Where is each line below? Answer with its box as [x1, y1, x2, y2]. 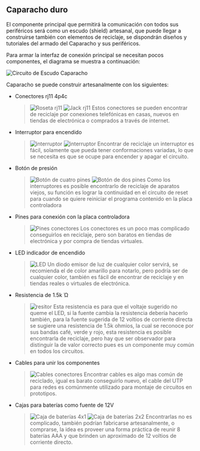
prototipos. [29, 389, 57, 397]
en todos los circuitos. [29, 347, 85, 355]
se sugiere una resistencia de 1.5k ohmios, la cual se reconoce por [29, 322, 194, 329]
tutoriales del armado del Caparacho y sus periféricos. [6, 40, 141, 47]
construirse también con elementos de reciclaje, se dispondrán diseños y [6, 33, 187, 41]
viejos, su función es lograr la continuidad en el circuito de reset [29, 189, 189, 196]
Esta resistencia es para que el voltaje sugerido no [53, 302, 178, 310]
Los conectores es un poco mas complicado [80, 225, 190, 232]
